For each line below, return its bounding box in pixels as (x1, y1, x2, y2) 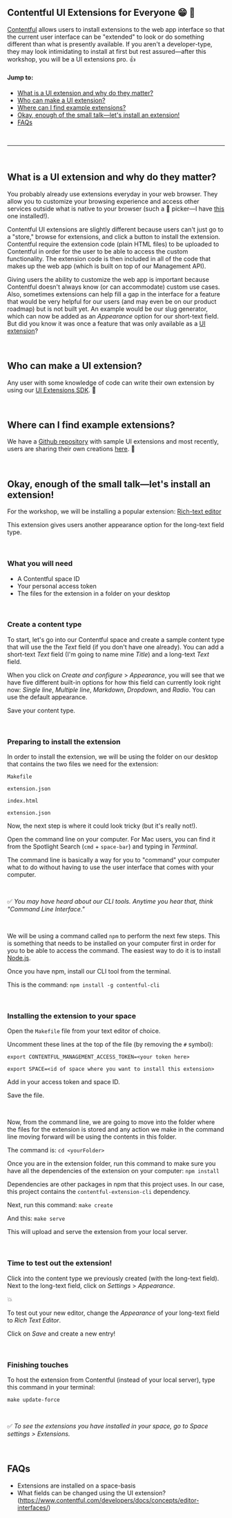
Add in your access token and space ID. (7, 1078, 121, 1086)
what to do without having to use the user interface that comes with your (7, 863, 214, 871)
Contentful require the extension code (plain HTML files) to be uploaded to (7, 240, 220, 248)
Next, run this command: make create (7, 1201, 113, 1209)
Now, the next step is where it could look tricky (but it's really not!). (7, 822, 198, 830)
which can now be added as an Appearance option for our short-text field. (7, 312, 219, 320)
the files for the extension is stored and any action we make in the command (7, 1126, 224, 1134)
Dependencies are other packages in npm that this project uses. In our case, (7, 1180, 225, 1188)
